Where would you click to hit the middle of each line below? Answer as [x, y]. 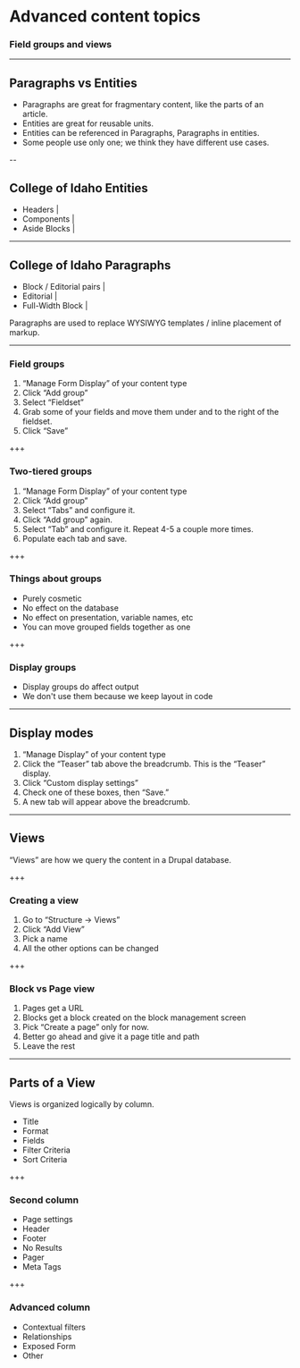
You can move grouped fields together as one [106, 627]
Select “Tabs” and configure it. [79, 510]
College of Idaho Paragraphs [90, 265]
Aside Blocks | [49, 229]
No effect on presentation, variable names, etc [108, 617]
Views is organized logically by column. [82, 1104]
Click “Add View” [53, 929]
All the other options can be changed [90, 949]
